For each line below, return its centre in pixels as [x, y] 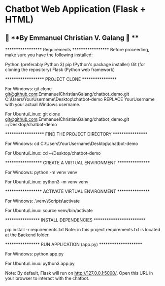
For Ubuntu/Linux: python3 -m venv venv [47, 182]
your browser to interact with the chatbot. [47, 278]
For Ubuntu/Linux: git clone [33, 114]
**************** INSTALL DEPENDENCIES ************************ [75, 220]
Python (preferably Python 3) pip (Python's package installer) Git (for [75, 64]
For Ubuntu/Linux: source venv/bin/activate [49, 210]
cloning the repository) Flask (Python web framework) [60, 70]
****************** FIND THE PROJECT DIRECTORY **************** [76, 134]
